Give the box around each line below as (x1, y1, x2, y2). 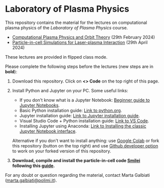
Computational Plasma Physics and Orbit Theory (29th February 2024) (12, 34, 155, 40)
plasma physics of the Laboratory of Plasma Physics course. (5, 24, 128, 30)
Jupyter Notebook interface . (19, 128, 77, 134)
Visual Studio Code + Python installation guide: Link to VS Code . (19, 118, 149, 124)
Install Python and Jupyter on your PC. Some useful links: (12, 87, 128, 93)
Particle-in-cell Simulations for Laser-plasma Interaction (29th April (12, 39, 148, 45)
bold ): (5, 68, 18, 74)
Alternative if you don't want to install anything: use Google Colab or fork (12, 138, 160, 144)
